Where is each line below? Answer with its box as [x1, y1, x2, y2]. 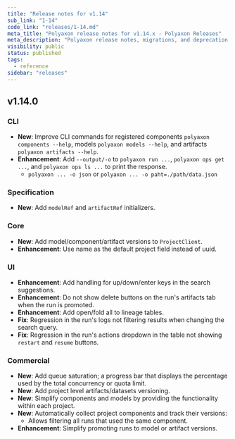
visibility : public [7, 43, 65, 50]
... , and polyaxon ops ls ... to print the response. [17, 163, 167, 171]
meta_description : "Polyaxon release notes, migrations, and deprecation [7, 37, 229, 44]
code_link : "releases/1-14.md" [7, 23, 99, 30]
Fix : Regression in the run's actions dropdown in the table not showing [17, 330, 222, 339]
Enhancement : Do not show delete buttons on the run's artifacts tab [17, 293, 216, 302]
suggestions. [17, 286, 56, 295]
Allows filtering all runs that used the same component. [27, 416, 189, 425]
